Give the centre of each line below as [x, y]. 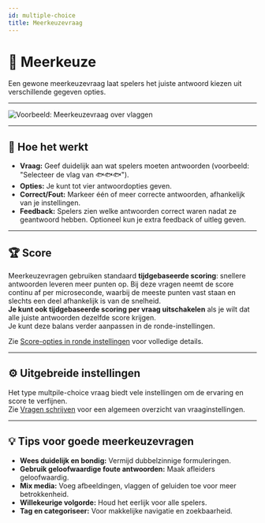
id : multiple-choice [42, 15]
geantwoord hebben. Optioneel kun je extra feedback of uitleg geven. [133, 220]
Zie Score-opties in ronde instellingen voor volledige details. [106, 342]
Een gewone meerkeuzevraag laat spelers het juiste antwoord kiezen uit [125, 84]
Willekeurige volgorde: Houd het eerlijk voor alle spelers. [113, 502]
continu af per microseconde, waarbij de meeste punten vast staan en [122, 293]
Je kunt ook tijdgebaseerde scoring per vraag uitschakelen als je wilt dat [129, 309]
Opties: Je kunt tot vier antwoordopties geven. [95, 186]
